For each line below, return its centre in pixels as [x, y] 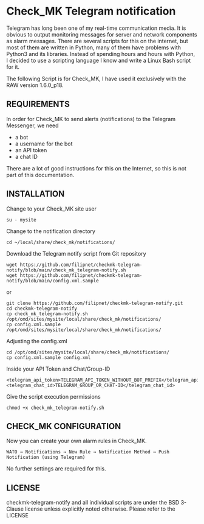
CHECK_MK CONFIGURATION [64, 426]
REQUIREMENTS [38, 104]
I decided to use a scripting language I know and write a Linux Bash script [99, 60]
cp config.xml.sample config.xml [49, 357]
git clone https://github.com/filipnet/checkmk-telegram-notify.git [95, 303]
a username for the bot [44, 144]
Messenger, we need [32, 125]
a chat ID [26, 156]
